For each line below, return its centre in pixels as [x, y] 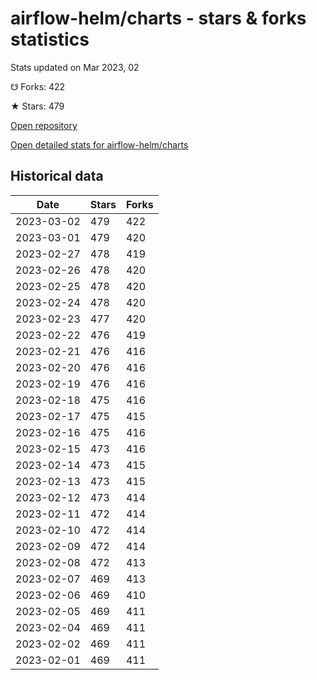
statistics [50, 39]
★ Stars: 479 [37, 106]
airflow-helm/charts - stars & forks [158, 18]
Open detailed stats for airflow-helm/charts [99, 144]
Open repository [44, 125]
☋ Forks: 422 [38, 86]
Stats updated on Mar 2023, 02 [75, 67]
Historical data [57, 176]
